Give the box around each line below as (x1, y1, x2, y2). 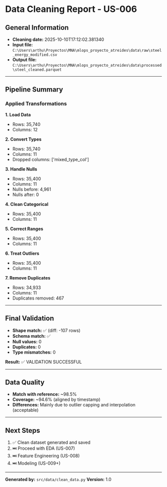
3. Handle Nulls (5, 166, 37, 172)
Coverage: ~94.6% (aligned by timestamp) (12, 396, 101, 402)
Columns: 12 (12, 126, 38, 132)
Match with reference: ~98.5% (12, 391, 77, 397)
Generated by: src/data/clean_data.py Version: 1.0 (5, 477, 112, 483)
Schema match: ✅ (12, 333, 51, 339)
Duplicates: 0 (12, 344, 41, 350)
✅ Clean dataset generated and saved (12, 439, 91, 446)
